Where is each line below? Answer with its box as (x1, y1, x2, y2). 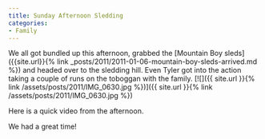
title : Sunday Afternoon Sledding (8, 11, 124, 20)
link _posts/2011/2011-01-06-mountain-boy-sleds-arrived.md (57, 57, 258, 66)
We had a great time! (8, 121, 78, 132)
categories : (8, 19, 48, 27)
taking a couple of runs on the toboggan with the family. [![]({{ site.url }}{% (8, 73, 255, 84)
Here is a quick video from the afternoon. (8, 106, 144, 116)
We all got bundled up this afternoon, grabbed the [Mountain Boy (8, 49, 223, 58)
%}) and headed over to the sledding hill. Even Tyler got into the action (8, 66, 242, 75)
